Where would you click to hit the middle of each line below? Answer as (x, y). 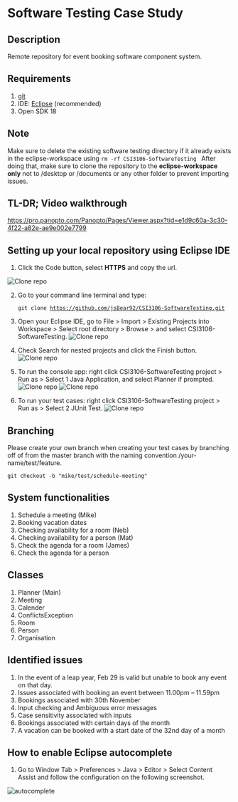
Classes (26, 575)
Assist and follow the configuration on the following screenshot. (111, 777)
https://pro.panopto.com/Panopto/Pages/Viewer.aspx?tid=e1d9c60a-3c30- (118, 220)
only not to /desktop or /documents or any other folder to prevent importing (118, 173)
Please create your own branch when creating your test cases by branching (118, 448)
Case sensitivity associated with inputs (75, 715)
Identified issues (45, 660)
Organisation (36, 637)
